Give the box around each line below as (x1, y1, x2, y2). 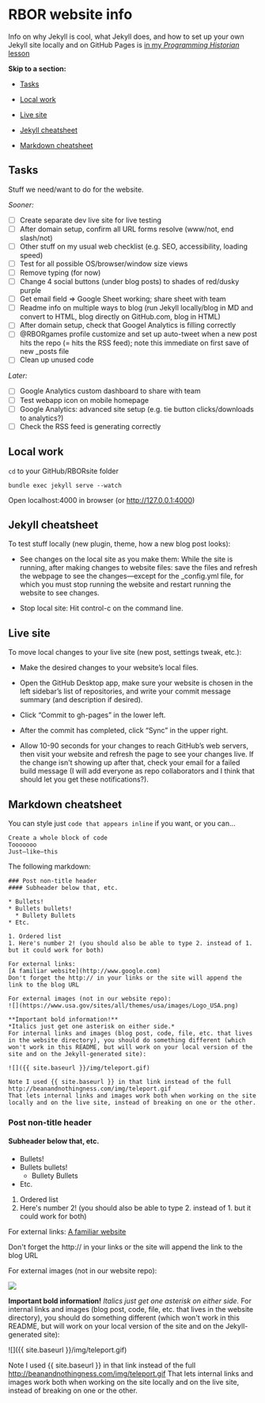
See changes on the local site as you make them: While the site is (19, 554, 233, 564)
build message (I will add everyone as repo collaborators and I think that (19, 766, 256, 776)
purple (19, 286, 42, 295)
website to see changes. (19, 588, 100, 598)
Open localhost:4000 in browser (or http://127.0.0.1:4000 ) (8, 495, 195, 504)
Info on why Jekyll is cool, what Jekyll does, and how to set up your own (8, 32, 244, 41)
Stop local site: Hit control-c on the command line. (19, 603, 184, 613)
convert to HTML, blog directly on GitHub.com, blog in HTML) (19, 312, 221, 321)
